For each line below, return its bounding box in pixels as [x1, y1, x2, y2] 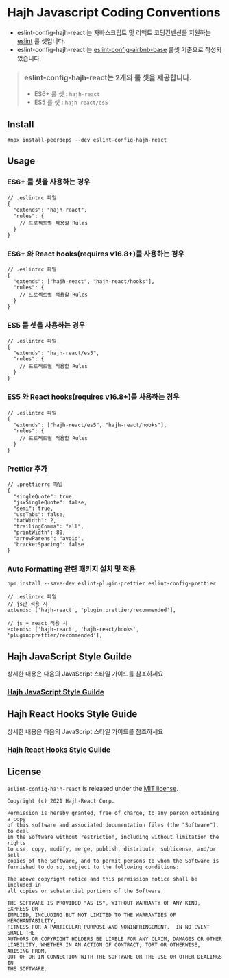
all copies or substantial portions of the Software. [7, 888, 165, 894]
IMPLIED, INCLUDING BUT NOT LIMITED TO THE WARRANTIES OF [7, 912, 176, 918]
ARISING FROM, [7, 947, 48, 954]
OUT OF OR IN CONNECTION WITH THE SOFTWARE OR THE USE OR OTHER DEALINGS [7, 953, 223, 960]
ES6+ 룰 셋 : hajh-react [34, 90, 101, 98]
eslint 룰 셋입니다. [16, 36, 66, 45]
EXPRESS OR [7, 905, 38, 912]
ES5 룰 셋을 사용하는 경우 [7, 320, 86, 330]
